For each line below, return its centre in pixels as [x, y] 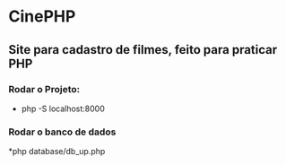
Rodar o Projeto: [44, 89]
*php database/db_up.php [57, 152]
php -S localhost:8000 [63, 109]
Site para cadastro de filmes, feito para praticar [143, 50]
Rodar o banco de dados [62, 132]
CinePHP [42, 17]
